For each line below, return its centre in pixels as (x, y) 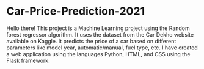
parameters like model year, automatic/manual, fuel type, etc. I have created (102, 48)
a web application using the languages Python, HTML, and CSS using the (98, 54)
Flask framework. (28, 60)
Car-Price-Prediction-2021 (76, 11)
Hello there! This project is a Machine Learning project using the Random (98, 28)
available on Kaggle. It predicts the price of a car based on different (91, 41)
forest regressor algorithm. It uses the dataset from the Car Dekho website (100, 34)
